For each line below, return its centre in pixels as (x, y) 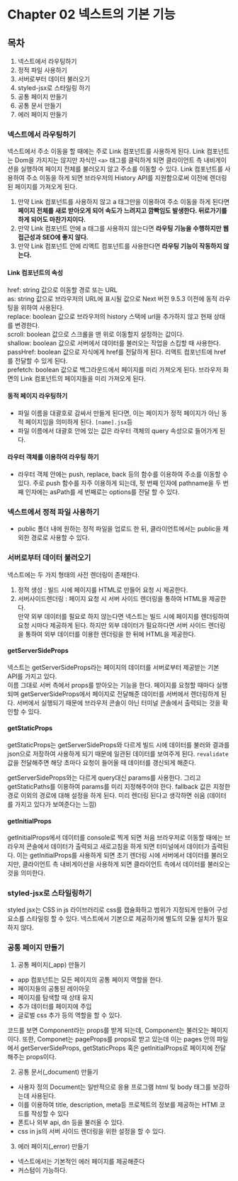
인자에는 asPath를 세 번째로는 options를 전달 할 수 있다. (103, 492)
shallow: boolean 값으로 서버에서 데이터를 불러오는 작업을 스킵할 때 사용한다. (114, 343)
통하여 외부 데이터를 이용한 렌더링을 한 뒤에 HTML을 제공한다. (110, 634)
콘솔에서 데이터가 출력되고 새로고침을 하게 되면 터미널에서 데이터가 (118, 846)
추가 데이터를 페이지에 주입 (55, 1006)
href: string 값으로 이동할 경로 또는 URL (63, 290)
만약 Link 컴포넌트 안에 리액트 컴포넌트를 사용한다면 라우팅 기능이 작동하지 (120, 246)
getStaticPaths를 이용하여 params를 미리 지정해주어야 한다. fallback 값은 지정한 (119, 786)
